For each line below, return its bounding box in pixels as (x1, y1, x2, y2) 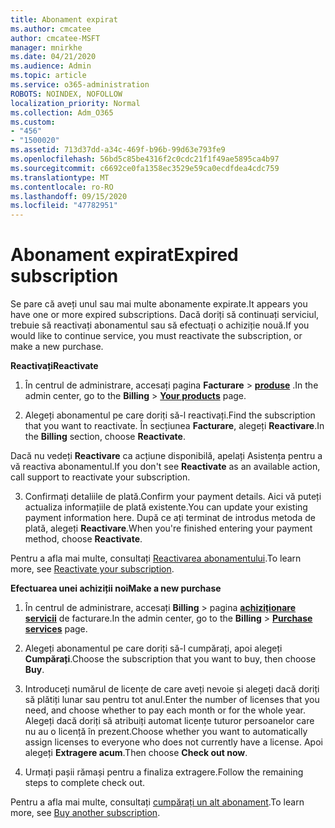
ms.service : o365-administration (10, 80, 150, 90)
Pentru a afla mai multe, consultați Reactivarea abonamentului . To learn (10, 552, 302, 565)
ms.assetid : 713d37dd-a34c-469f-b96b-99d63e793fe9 (10, 145, 226, 155)
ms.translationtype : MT (10, 172, 110, 183)
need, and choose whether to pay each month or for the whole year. (24, 704, 307, 716)
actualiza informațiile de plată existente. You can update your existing (24, 501, 308, 513)
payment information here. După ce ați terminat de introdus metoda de (24, 512, 316, 524)
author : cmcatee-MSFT (10, 33, 101, 43)
